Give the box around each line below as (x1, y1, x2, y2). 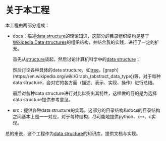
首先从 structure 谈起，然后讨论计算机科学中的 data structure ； (12, 56, 140, 62)
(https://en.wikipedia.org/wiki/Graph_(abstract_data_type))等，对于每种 (12, 73, 161, 79)
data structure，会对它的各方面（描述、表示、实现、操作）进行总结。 (12, 79, 157, 86)
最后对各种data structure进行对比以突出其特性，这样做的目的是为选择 (12, 90, 157, 96)
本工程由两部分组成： (5, 22, 49, 28)
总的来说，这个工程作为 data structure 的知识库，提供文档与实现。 (5, 130, 141, 136)
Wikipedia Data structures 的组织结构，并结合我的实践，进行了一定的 (12, 39, 155, 45)
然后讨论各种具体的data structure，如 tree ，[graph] (12, 66, 119, 73)
